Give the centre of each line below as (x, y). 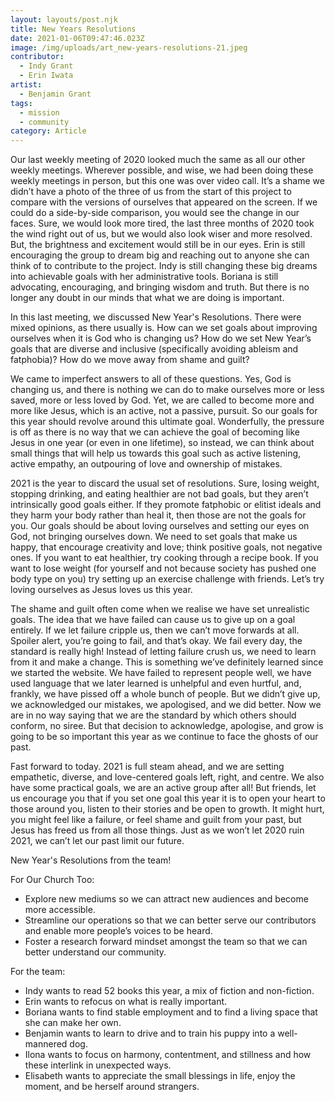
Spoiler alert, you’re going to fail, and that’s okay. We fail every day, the (156, 641)
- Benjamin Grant (55, 94)
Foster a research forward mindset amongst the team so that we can (166, 942)
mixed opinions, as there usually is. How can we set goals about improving (164, 328)
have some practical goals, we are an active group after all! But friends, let (163, 788)
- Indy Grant (46, 66)
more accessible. (60, 910)
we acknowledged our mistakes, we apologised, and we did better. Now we (166, 705)
